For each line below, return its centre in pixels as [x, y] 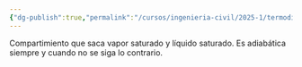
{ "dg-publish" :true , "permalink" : [72, 17]
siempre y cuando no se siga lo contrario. [86, 52]
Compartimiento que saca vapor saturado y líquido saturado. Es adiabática [147, 43]
